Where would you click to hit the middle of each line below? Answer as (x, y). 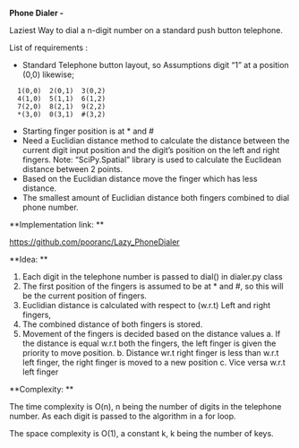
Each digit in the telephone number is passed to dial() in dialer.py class (153, 276)
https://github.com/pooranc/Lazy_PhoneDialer (95, 242)
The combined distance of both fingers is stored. (112, 324)
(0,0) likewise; (48, 74)
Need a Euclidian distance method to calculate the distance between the (156, 141)
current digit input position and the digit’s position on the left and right (151, 150)
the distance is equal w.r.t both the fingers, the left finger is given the (149, 343)
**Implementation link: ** (57, 224)
